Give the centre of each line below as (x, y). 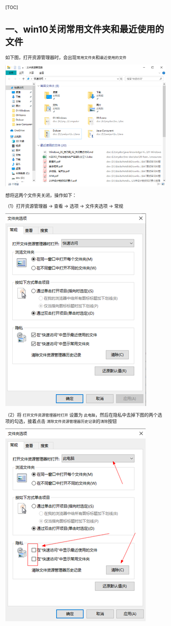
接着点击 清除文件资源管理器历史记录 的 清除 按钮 (72, 421)
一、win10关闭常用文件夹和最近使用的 (85, 30)
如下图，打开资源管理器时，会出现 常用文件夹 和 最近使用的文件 (66, 57)
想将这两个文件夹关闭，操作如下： (41, 195)
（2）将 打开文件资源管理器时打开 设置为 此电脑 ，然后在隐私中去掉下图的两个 (81, 415)
